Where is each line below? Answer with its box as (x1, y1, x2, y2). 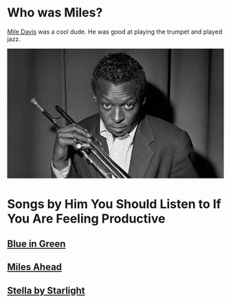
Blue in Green (7, 238, 66, 249)
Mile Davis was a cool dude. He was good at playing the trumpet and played (7, 27, 223, 36)
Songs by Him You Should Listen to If (7, 196, 221, 212)
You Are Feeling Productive (7, 211, 166, 226)
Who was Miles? (7, 5, 103, 21)
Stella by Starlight (7, 284, 85, 296)
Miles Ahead (7, 261, 63, 273)
